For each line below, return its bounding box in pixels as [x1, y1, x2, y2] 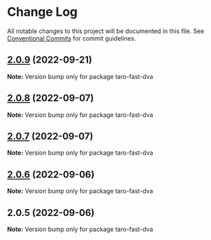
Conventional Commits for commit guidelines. [7, 34, 136, 42]
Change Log [7, 4, 78, 20]
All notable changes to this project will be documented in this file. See [7, 27, 205, 35]
